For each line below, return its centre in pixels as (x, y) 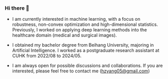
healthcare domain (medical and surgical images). (64, 35)
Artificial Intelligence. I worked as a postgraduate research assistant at (86, 51)
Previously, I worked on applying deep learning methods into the (79, 30)
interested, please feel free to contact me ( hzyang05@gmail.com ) (81, 71)
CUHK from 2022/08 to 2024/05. (47, 56)
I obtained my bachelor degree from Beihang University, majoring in (83, 45)
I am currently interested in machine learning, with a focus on (76, 19)
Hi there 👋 (17, 8)
